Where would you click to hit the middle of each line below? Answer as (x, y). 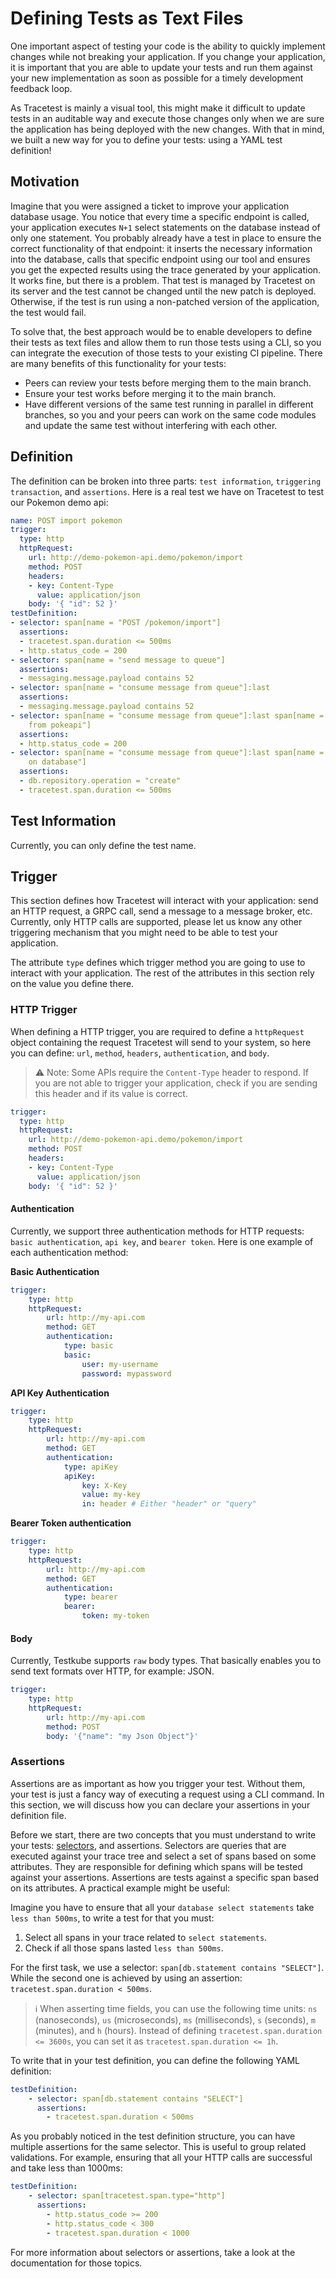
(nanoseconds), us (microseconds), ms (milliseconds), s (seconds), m (175, 2019)
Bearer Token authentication (71, 1523)
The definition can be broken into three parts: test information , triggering (166, 481)
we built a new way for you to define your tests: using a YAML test (146, 139)
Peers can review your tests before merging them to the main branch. (168, 383)
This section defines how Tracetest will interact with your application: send (164, 901)
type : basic (88, 1346)
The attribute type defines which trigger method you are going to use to (158, 963)
